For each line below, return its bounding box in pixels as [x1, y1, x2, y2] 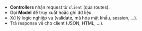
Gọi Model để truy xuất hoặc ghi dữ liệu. [9, 9, 93, 15]
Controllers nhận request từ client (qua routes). [9, 4, 110, 10]
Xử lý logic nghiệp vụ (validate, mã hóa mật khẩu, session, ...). [9, 15, 138, 20]
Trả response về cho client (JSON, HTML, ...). [9, 20, 104, 26]
